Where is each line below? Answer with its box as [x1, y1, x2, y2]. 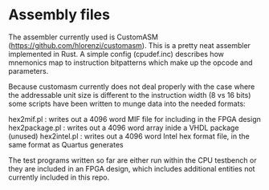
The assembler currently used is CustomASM [8, 32, 159, 42]
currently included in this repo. [8, 172, 110, 182]
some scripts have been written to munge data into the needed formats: [8, 99, 247, 108]
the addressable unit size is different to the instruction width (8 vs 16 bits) [8, 90, 251, 99]
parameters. [8, 66, 49, 75]
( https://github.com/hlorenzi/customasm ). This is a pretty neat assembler [8, 40, 251, 50]
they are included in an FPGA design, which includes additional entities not [8, 164, 255, 173]
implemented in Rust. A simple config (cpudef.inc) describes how [8, 49, 225, 59]
